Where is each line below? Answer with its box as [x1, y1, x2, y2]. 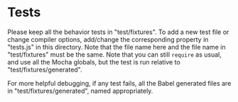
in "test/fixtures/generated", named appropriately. [7, 86, 153, 95]
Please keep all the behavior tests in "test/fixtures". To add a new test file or [7, 28, 229, 36]
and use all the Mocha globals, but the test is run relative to [7, 57, 181, 66]
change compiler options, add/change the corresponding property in [7, 35, 209, 43]
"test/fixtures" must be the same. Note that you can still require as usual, [7, 50, 222, 59]
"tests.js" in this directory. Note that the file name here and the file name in [7, 42, 226, 51]
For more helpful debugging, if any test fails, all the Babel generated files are [7, 79, 232, 87]
